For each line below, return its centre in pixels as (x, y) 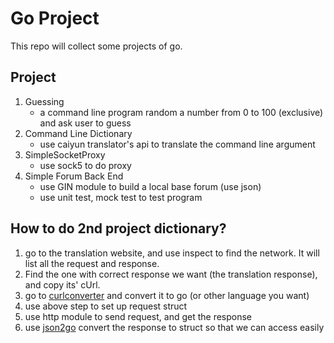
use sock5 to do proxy (85, 165)
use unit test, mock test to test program (121, 197)
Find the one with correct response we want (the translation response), (171, 274)
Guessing (44, 101)
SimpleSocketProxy (65, 154)
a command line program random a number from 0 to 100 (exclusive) (181, 112)
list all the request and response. (92, 263)
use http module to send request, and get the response (138, 316)
